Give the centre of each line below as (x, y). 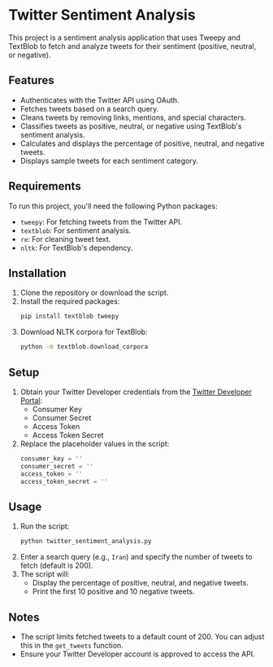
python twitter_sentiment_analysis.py (86, 542)
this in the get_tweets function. (71, 645)
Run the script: (45, 526)
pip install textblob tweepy (69, 316)
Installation (37, 273)
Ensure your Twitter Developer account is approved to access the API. (137, 654)
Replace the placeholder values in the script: (95, 443)
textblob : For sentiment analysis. (76, 230)
